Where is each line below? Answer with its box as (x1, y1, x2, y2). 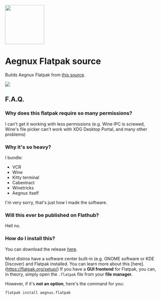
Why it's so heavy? (5, 144, 51, 150)
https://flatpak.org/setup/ (6, 266, 58, 272)
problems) (5, 131, 26, 137)
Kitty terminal (12, 174, 40, 180)
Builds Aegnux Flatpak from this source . (5, 72, 85, 78)
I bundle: (5, 154, 23, 160)
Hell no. (5, 223, 20, 229)
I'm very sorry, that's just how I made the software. (5, 199, 107, 205)
